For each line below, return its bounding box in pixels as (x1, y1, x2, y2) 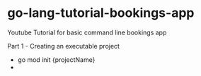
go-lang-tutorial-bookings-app (7, 5, 195, 21)
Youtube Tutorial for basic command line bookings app (7, 28, 167, 37)
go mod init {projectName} (17, 55, 96, 64)
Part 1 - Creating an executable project (7, 42, 120, 50)
